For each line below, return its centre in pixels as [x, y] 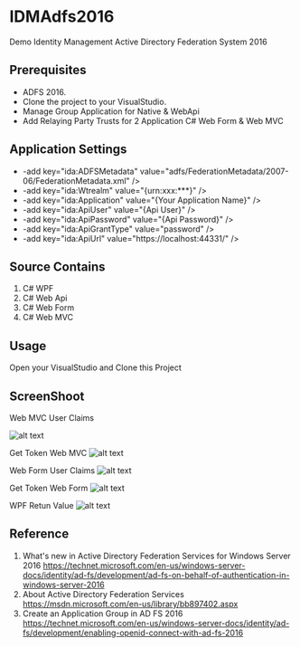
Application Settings [68, 150]
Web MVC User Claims [52, 418]
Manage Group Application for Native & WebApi [111, 111]
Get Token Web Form [49, 488]
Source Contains [57, 266]
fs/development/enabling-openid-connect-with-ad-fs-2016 [133, 633]
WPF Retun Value [42, 505]
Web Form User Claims [52, 471]
